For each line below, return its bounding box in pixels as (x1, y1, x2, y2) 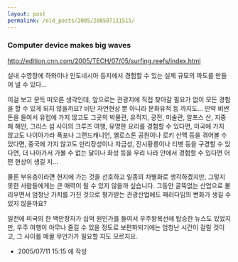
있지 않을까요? (7, 199, 48, 207)
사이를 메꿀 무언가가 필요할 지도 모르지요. (23, 231, 139, 240)
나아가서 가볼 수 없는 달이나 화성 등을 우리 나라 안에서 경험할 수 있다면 (29, 148, 223, 157)
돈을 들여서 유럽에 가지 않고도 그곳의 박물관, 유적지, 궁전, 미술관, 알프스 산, (7, 113, 213, 121)
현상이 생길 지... (14, 157, 59, 165)
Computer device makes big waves (7, 40, 131, 50)
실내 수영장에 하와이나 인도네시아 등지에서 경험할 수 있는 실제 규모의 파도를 (7, 71, 215, 80)
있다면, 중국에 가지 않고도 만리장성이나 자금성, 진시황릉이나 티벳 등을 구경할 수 (7, 139, 224, 148)
